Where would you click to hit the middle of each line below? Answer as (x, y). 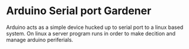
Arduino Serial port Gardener (79, 11)
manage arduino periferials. (40, 40)
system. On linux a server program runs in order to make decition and (91, 33)
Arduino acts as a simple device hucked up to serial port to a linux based (95, 27)
